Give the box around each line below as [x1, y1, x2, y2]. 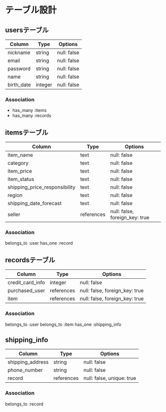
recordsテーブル [5, 256, 55, 264]
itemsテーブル [5, 128, 48, 137]
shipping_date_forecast [7, 200, 62, 207]
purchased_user [7, 287, 45, 294]
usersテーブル [5, 26, 49, 34]
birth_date [7, 81, 31, 88]
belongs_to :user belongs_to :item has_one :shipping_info [5, 321, 122, 327]
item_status [7, 176, 35, 183]
